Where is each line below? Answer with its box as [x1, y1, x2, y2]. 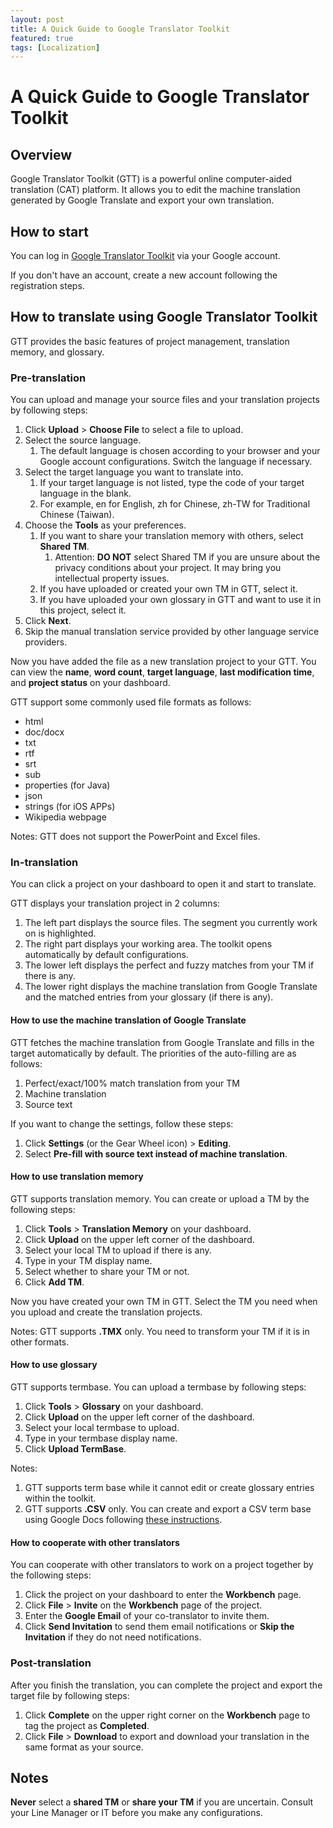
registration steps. [10, 280, 85, 292]
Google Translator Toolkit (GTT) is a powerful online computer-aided [10, 173, 293, 185]
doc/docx [24, 726, 65, 738]
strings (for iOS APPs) [24, 801, 116, 813]
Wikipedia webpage [24, 811, 107, 823]
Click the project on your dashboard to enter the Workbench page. [24, 1589, 302, 1601]
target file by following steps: [10, 1689, 130, 1701]
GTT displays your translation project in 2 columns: [10, 897, 221, 910]
